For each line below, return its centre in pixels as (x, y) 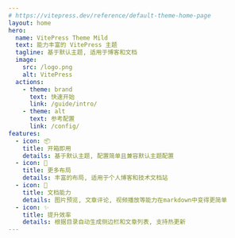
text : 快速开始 (52, 97)
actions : (30, 82)
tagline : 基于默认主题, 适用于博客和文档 (76, 52)
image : (26, 60)
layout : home (30, 23)
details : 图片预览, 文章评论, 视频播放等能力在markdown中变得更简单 (125, 200)
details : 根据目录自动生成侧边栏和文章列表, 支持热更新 (104, 222)
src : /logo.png (48, 67)
